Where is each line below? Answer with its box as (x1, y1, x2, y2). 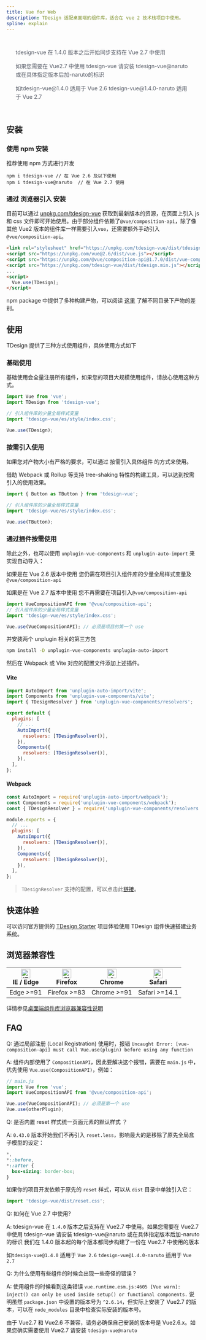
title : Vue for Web (6, 9, 56, 15)
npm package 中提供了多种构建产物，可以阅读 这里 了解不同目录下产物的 (6, 297, 191, 304)
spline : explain (6, 20, 48, 26)
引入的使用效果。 (6, 479, 50, 486)
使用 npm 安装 (6, 144, 48, 153)
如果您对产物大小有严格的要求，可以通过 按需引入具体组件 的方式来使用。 (6, 458, 192, 465)
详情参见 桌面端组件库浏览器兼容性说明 (6, 1004, 103, 1012)
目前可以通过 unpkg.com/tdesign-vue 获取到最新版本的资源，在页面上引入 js (6, 210, 199, 217)
